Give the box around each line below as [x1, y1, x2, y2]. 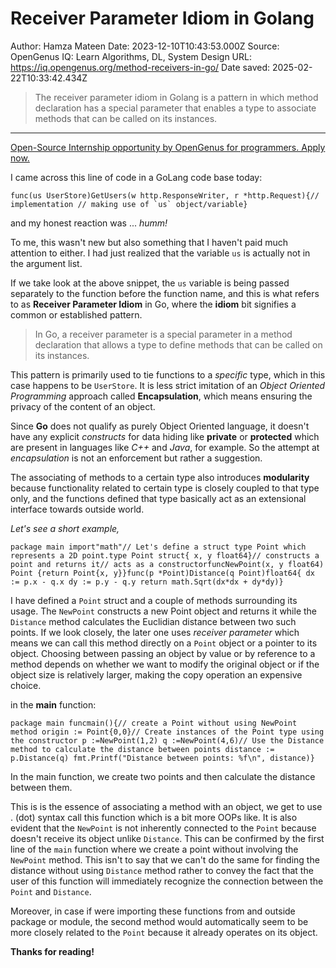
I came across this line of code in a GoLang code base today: [10, 171, 263, 183]
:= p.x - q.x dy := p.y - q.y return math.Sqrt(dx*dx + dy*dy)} [10, 577, 284, 587]
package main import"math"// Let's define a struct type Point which [10, 542, 307, 552]
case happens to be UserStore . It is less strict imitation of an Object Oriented [10, 379, 326, 391]
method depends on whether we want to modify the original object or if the [10, 658, 320, 670]
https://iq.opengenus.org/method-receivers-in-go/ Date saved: [10, 61, 270, 73]
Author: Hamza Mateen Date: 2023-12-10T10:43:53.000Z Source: [10, 40, 280, 52]
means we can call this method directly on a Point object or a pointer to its [10, 637, 318, 649]
